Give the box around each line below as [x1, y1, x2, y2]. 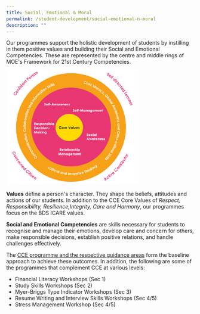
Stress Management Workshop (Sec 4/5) [14, 301, 116, 308]
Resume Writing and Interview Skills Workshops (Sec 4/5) [14, 294, 157, 301]
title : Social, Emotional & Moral [6, 10, 93, 15]
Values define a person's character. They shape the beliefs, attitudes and [6, 190, 187, 197]
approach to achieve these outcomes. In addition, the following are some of [6, 257, 192, 265]
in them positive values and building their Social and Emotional [6, 45, 160, 53]
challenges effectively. [6, 240, 61, 247]
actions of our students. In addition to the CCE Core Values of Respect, [6, 197, 181, 204]
